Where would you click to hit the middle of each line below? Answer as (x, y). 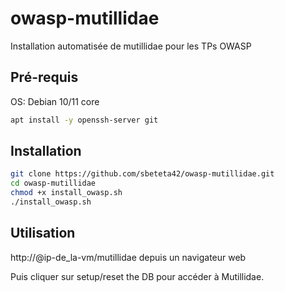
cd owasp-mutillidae (53, 183)
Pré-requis (44, 77)
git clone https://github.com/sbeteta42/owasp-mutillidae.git (142, 174)
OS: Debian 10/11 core (55, 101)
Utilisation (43, 233)
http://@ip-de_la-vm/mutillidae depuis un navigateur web (128, 257)
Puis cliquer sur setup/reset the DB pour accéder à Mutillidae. (137, 276)
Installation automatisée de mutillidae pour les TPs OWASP (131, 46)
